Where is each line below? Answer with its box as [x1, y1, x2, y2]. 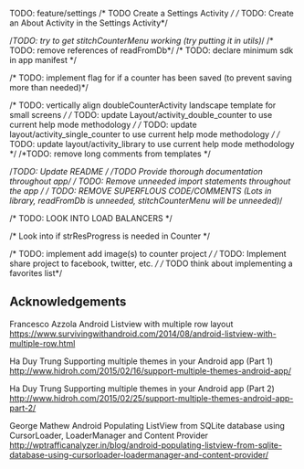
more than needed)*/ [9, 82, 89, 92]
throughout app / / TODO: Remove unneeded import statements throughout [9, 176, 291, 187]
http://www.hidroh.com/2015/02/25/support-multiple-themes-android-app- [9, 392, 294, 403]
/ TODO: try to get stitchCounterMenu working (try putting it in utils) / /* [9, 36, 274, 46]
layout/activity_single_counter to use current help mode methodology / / [9, 129, 280, 140]
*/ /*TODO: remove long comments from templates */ [9, 148, 212, 159]
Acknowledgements [9, 294, 127, 310]
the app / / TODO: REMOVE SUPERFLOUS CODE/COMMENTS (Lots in [9, 186, 272, 196]
